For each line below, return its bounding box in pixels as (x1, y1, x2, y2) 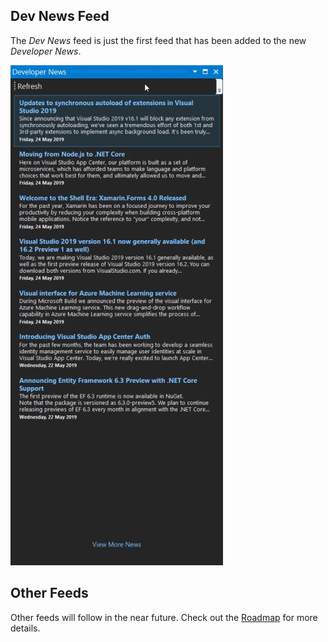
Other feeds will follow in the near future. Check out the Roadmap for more (10, 611, 318, 623)
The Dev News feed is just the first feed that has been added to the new (10, 34, 307, 46)
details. (10, 622, 41, 634)
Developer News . (10, 45, 82, 57)
